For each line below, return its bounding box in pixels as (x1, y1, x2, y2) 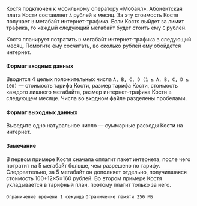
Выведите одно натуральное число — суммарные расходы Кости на (6, 122, 183, 129)
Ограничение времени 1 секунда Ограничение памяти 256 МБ (6, 193, 153, 200)
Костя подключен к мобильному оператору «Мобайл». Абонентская (6, 5, 183, 12)
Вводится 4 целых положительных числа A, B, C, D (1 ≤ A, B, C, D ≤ (6, 76, 189, 83)
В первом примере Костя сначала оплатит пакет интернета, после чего (6, 156, 191, 163)
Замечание (6, 142, 36, 149)
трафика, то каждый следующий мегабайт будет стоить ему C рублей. (6, 24, 187, 31)
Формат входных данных (6, 62, 74, 70)
